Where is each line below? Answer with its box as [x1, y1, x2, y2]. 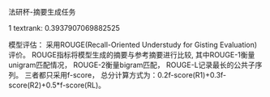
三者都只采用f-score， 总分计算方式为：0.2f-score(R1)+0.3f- [24, 70, 227, 79]
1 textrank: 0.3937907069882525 [8, 23, 120, 32]
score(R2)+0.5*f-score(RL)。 [8, 80, 105, 90]
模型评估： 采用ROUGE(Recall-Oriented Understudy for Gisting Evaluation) [8, 40, 258, 49]
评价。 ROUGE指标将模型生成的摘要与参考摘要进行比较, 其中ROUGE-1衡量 [8, 50, 255, 59]
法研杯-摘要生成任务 [8, 7, 76, 16]
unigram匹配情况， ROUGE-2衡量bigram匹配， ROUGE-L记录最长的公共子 [8, 60, 255, 70]
